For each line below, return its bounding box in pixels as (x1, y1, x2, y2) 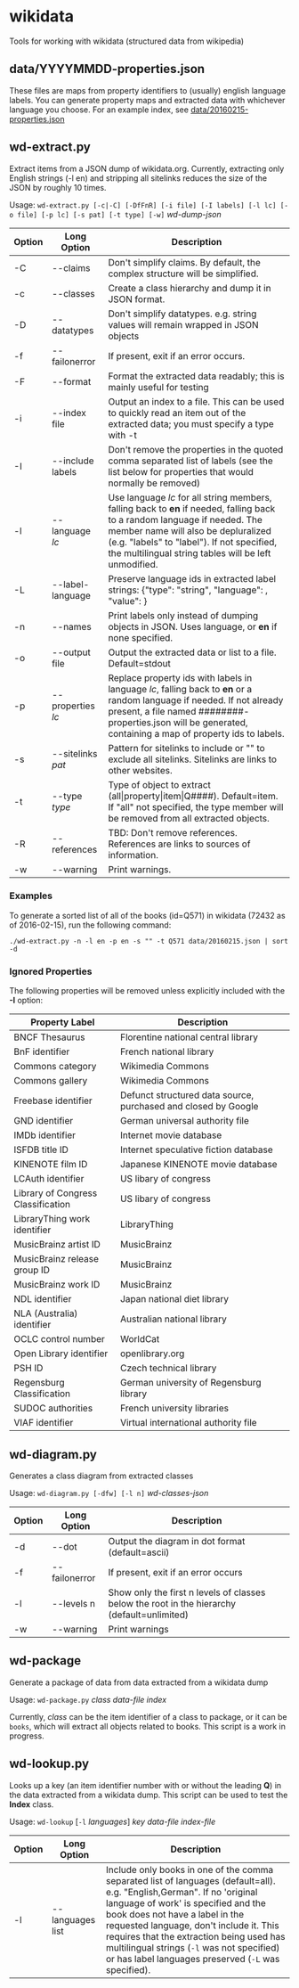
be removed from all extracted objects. (108, 812, 270, 824)
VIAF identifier (13, 1417, 74, 1429)
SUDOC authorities (13, 1402, 93, 1414)
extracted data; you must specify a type (108, 417, 274, 430)
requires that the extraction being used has (105, 1930, 286, 1943)
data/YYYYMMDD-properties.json (9, 61, 206, 77)
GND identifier (13, 1115, 74, 1127)
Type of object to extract (108, 778, 212, 790)
